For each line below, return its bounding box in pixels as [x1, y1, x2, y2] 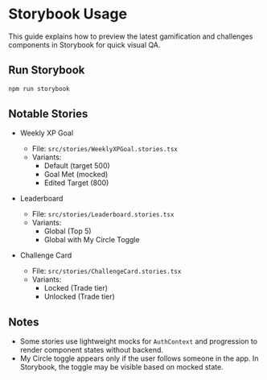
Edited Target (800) [43, 178, 109, 188]
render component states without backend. [19, 345, 163, 355]
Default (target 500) [43, 161, 110, 171]
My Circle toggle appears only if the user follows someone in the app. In [19, 353, 259, 363]
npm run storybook [8, 85, 70, 93]
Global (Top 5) [43, 226, 92, 236]
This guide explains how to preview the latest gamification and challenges [8, 31, 253, 41]
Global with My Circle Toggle [43, 235, 140, 245]
